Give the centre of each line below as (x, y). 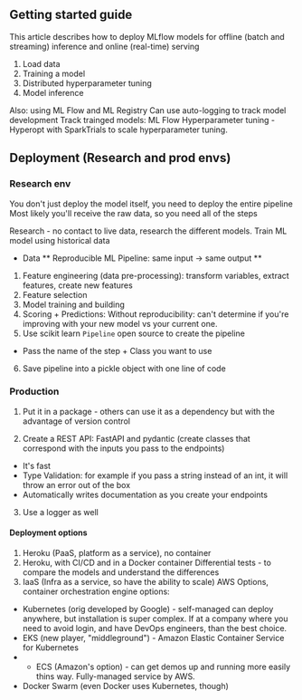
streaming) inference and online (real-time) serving (104, 46)
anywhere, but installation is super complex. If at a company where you (155, 618)
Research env (40, 184)
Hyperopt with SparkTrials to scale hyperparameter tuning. (118, 129)
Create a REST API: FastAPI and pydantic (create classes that (136, 438)
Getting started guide (71, 15)
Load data (41, 63)
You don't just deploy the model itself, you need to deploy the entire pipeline (151, 204)
